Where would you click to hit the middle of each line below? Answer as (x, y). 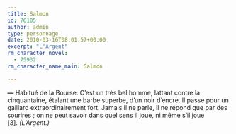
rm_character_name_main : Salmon (55, 66)
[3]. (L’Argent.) (28, 122)
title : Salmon (28, 14)
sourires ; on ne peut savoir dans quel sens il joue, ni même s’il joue (106, 115)
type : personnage (33, 33)
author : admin (28, 27)
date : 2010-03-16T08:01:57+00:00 (57, 40)
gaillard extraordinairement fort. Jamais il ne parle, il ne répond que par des (118, 107)
